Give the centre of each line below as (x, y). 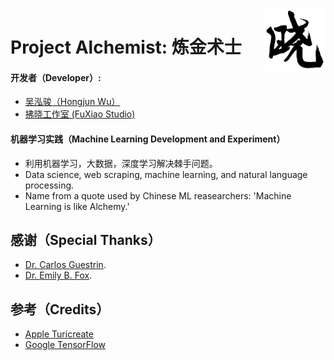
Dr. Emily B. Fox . (58, 275)
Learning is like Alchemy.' (77, 206)
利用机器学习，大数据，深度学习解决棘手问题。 (121, 163)
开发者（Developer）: (56, 77)
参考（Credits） (60, 309)
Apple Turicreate (59, 334)
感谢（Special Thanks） (86, 239)
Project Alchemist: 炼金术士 (126, 47)
